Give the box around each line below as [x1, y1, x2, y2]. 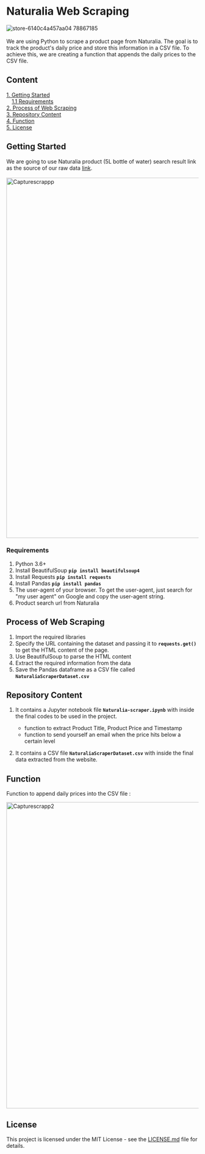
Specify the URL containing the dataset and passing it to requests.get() [15, 639, 197, 647]
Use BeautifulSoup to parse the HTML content [15, 652, 132, 660]
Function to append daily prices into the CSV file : [6, 790, 131, 798]
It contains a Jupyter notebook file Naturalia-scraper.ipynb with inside [15, 706, 195, 714]
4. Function [6, 117, 35, 124]
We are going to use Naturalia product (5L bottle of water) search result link [6, 157, 196, 165]
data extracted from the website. [15, 756, 98, 763]
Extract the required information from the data [15, 659, 131, 666]
